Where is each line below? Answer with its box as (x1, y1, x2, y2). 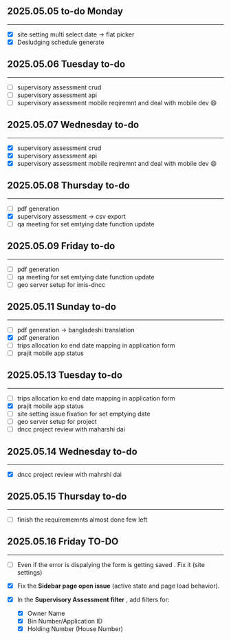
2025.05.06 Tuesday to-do (7, 58, 126, 70)
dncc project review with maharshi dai (16, 425, 126, 434)
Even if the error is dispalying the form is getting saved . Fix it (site (16, 560, 205, 568)
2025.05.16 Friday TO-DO (7, 536, 119, 548)
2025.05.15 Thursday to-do (7, 491, 127, 502)
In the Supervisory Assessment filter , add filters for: (16, 595, 170, 604)
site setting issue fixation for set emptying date (16, 409, 151, 418)
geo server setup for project (16, 418, 98, 425)
